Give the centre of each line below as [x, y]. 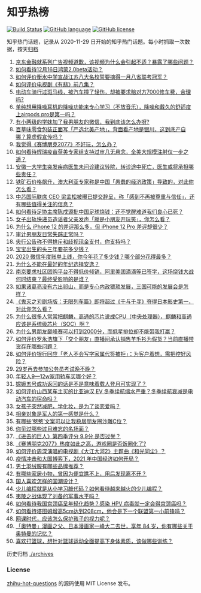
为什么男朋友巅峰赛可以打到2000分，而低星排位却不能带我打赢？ [95, 331]
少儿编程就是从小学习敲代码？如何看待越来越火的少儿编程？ [89, 488]
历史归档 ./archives [30, 553]
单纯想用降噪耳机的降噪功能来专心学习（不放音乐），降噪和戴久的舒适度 [103, 107]
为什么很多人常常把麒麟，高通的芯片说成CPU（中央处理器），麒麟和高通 [103, 316]
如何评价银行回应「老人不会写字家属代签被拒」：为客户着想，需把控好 [100, 353]
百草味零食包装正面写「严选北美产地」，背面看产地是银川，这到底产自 [100, 129]
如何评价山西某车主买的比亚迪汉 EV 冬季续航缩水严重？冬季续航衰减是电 [104, 391]
